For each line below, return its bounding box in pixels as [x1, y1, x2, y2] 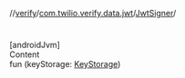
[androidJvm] [9, 40, 61, 51]
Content [9, 49, 40, 60]
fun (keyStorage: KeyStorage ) [9, 59, 121, 70]
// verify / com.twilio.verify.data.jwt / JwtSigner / [9, 8, 177, 18]
